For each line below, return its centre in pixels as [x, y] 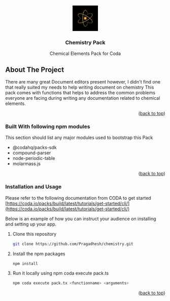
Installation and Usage [33, 187]
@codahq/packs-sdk [35, 148]
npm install [25, 264]
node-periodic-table [34, 158]
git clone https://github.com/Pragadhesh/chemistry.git [73, 244]
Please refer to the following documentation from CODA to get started [78, 198]
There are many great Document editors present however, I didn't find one [83, 82]
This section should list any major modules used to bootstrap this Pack [79, 138]
